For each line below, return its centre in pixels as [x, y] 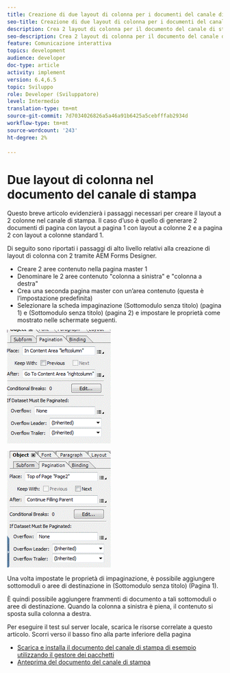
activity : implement [37, 72]
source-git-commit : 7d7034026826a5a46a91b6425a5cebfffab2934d [98, 116]
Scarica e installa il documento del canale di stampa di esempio [106, 648]
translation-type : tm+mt [42, 109]
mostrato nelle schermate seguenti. [67, 320]
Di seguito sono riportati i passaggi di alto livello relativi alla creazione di [109, 249]
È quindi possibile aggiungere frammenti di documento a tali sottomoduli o [112, 599]
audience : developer [37, 58]
